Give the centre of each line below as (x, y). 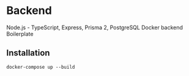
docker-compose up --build (41, 67)
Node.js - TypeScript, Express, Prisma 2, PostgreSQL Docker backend (95, 27)
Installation (28, 53)
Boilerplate (20, 33)
